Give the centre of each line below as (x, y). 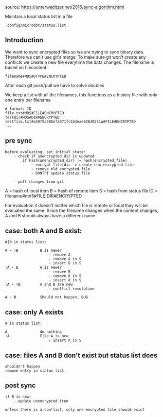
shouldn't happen (23, 366)
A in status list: (24, 323)
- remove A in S (65, 259)
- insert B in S (65, 263)
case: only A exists (35, 312)
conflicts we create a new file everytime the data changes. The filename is (80, 62)
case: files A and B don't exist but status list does (81, 355)
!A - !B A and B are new (39, 285)
